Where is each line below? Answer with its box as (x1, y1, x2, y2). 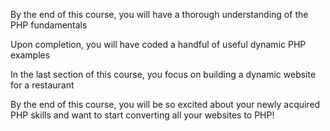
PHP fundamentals (10, 19, 88, 31)
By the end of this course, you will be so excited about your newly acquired (10, 99, 321, 110)
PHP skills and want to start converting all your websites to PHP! (10, 109, 275, 121)
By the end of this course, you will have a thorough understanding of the (10, 9, 309, 20)
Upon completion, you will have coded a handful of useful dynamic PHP (10, 39, 307, 50)
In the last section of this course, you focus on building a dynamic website (10, 69, 317, 80)
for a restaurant (10, 79, 75, 91)
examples (10, 49, 51, 61)
